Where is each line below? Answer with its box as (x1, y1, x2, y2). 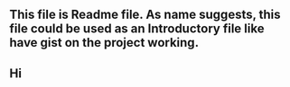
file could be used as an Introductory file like (9, 22, 265, 37)
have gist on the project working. (9, 35, 200, 50)
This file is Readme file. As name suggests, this (9, 7, 282, 22)
